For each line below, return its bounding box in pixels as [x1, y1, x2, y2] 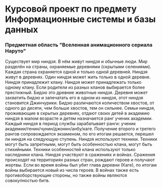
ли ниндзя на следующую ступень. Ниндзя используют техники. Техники [5, 136, 157, 142]
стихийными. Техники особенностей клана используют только [5, 147, 136, 152]
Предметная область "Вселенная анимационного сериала [5, 41, 153, 48]
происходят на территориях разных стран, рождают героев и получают [5, 157, 155, 163]
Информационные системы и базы [5, 14, 156, 25]
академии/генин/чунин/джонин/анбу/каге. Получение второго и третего [5, 126, 156, 132]
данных [5, 24, 38, 35]
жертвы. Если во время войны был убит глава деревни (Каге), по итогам [5, 162, 157, 168]
